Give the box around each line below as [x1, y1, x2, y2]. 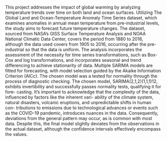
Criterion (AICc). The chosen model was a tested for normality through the [5, 73, 158, 79]
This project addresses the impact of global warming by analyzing [5, 4, 141, 10]
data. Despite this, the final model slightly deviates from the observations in [5, 121, 160, 127]
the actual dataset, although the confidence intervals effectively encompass [5, 126, 161, 132]
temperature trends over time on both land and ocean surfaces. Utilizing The [5, 9, 162, 15]
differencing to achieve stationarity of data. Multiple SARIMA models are [5, 62, 153, 68]
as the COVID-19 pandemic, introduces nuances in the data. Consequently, [5, 110, 159, 116]
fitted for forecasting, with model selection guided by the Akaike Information [5, 68, 162, 74]
